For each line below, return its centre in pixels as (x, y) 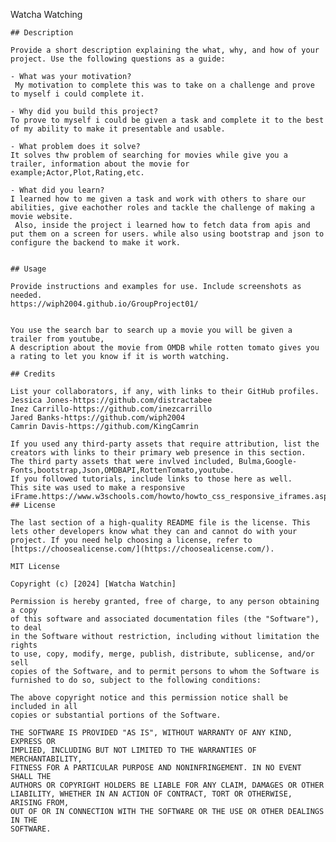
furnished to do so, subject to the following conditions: (136, 680)
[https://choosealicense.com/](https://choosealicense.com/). (142, 549)
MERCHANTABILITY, (46, 759)
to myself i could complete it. (77, 94)
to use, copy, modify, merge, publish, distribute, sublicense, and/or (162, 654)
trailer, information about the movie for (100, 164)
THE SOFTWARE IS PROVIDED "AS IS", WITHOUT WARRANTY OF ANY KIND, (151, 733)
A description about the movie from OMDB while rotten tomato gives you (165, 348)
